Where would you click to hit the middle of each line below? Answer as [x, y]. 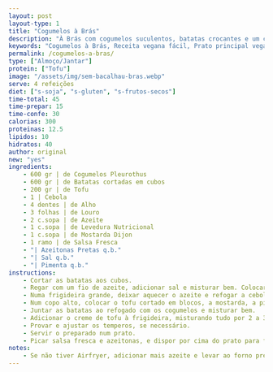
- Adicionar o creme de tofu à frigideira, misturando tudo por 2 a [141, 318]
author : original [38, 152]
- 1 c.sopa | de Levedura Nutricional [89, 227]
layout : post [30, 16]
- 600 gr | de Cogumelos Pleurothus [85, 175]
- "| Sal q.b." [49, 257]
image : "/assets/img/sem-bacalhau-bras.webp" [87, 76]
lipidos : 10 [28, 136]
